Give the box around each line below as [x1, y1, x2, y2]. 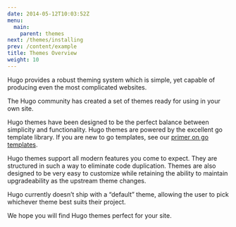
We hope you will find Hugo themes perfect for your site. [7, 211, 172, 219]
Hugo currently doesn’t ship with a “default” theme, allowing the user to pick [7, 190, 229, 198]
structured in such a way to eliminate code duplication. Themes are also [7, 161, 216, 170]
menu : [7, 17, 23, 24]
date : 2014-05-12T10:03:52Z [7, 10, 90, 18]
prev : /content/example [7, 43, 77, 50]
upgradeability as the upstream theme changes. [7, 176, 147, 185]
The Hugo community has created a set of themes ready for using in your [7, 97, 221, 105]
